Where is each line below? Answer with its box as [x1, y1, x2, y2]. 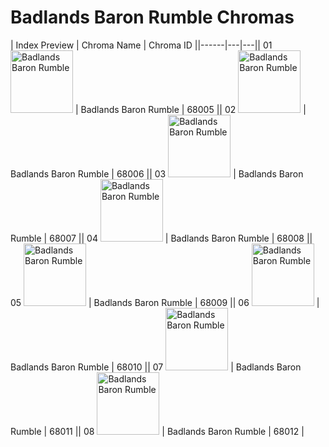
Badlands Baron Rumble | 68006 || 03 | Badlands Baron [10, 167, 304, 180]
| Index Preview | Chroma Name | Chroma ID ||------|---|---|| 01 [10, 39, 273, 51]
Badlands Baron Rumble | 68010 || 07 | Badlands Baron [10, 361, 302, 373]
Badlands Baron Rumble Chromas [10, 6, 295, 29]
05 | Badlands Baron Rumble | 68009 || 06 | [10, 296, 320, 308]
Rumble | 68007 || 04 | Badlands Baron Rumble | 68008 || [10, 232, 313, 244]
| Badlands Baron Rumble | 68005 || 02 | [74, 103, 307, 115]
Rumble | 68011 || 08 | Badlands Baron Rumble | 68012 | [10, 425, 305, 437]
